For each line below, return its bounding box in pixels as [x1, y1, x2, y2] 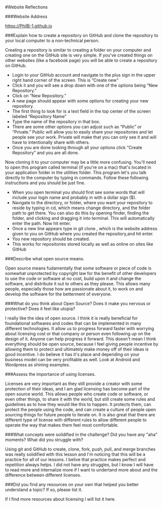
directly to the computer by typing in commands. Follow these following [5, 175, 148, 180]
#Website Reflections [5, 4, 48, 10]
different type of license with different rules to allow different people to [5, 417, 147, 423]
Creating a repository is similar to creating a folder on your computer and [5, 47, 151, 53]
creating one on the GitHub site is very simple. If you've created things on [5, 52, 153, 58]
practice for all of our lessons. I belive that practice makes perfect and [5, 457, 146, 462]
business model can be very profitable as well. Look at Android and [5, 357, 140, 362]
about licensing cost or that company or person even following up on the [5, 331, 151, 336]
